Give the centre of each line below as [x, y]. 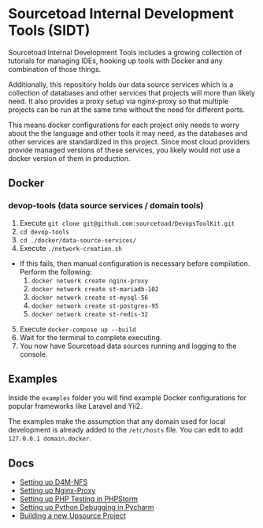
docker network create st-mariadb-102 [95, 289]
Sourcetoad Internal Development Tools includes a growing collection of [125, 52]
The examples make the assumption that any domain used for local [117, 421]
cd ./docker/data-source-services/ [78, 240]
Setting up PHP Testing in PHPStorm [79, 499]
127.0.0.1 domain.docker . [50, 438]
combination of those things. [55, 69]
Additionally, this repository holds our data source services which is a [121, 84]
